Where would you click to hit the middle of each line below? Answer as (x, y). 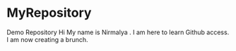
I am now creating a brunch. (48, 39)
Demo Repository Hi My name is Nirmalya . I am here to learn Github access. (118, 32)
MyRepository (49, 13)
